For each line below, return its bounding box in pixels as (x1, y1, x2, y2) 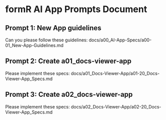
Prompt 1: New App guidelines (5, 24, 102, 32)
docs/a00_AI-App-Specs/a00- (89, 37, 152, 43)
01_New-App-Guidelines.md (5, 42, 64, 48)
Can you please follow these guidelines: (5, 37, 88, 43)
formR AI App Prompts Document (5, 4, 147, 15)
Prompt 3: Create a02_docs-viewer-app (5, 90, 133, 99)
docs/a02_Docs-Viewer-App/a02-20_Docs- (70, 103, 162, 109)
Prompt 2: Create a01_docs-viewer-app (5, 57, 132, 66)
